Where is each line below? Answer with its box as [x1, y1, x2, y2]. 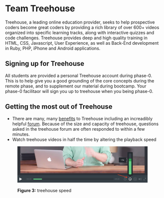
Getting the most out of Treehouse [5, 103, 113, 111]
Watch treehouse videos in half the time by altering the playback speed [12, 136, 157, 142]
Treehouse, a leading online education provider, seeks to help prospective [5, 19, 155, 25]
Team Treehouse [5, 3, 75, 14]
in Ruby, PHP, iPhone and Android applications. [5, 45, 101, 51]
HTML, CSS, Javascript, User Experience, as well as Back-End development [5, 40, 159, 46]
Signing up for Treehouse [5, 59, 84, 68]
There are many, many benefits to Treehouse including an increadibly [12, 115, 153, 121]
